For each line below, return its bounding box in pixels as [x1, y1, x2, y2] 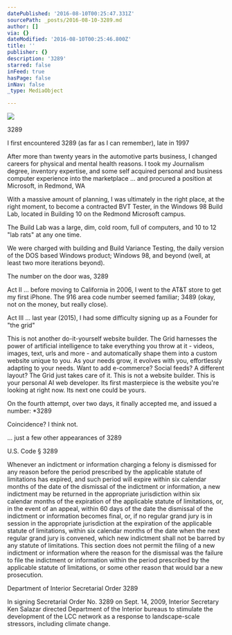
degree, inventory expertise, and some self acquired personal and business [7, 167, 223, 175]
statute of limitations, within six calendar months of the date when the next [7, 527, 220, 535]
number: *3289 [7, 406, 52, 415]
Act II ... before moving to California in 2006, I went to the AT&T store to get [7, 285, 222, 294]
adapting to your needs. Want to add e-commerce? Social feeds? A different [7, 364, 225, 373]
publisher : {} [7, 49, 48, 56]
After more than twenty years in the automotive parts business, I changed [7, 152, 217, 161]
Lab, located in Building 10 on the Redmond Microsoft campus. [7, 210, 186, 218]
